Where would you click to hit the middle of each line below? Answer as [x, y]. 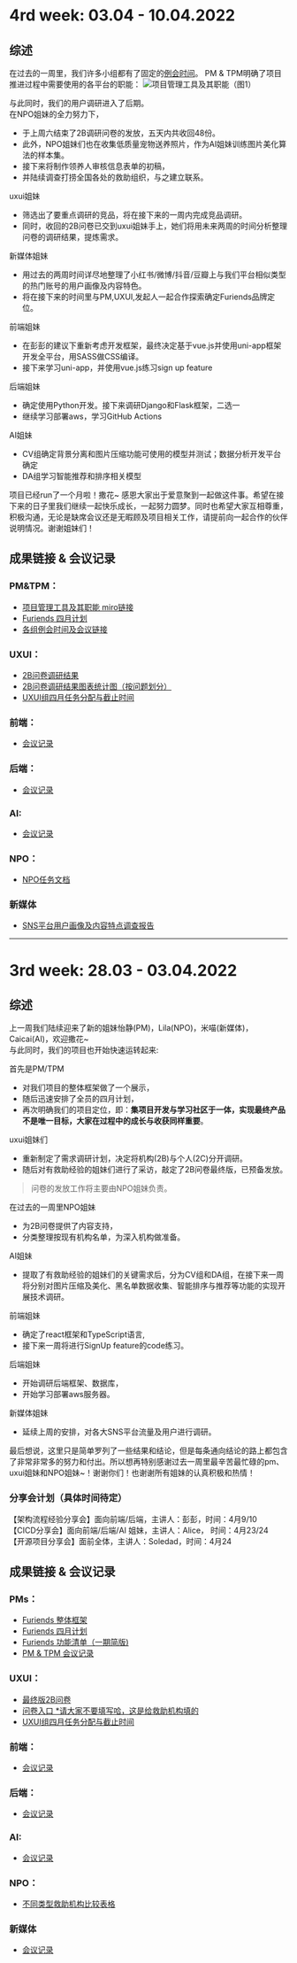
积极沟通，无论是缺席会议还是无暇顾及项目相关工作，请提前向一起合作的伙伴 [148, 517]
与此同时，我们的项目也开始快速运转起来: [84, 1050]
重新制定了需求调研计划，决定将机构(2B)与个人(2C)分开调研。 [134, 1159]
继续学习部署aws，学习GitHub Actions [91, 416]
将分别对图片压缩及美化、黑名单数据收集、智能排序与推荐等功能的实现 [150, 1286]
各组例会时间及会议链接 [65, 629]
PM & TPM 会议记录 [58, 1653]
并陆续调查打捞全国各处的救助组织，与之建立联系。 [115, 177]
